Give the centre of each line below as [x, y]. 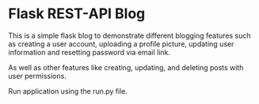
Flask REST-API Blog [77, 14]
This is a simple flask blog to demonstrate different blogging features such [129, 35]
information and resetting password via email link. [90, 52]
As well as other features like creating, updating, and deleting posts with [126, 67]
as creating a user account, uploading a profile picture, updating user [121, 43]
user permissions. [38, 76]
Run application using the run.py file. [68, 91]
